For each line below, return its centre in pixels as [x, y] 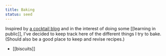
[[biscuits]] [24, 49]
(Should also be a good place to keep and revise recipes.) [65, 39]
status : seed [19, 14]
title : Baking [20, 10]
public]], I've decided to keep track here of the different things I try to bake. [84, 34]
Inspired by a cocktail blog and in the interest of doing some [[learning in [80, 28]
